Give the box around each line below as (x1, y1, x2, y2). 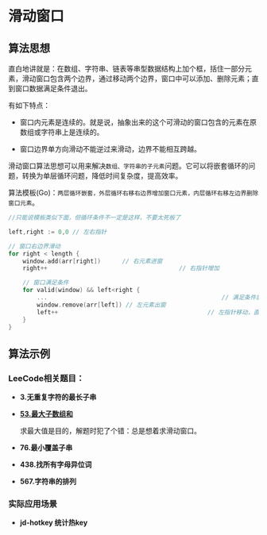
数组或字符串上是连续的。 (19, 128, 104, 137)
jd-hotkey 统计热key (19, 518, 88, 528)
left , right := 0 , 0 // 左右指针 (8, 228, 107, 236)
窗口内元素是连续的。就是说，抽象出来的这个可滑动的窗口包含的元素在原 (19, 117, 257, 127)
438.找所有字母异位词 (19, 460, 92, 469)
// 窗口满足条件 (22, 279, 69, 287)
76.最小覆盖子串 (19, 443, 73, 452)
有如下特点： (8, 101, 50, 110)
